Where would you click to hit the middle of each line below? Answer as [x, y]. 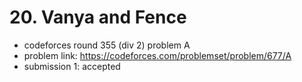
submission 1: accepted [72, 66]
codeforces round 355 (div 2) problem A [107, 45]
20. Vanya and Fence [98, 17]
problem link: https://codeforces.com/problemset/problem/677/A [157, 55]
